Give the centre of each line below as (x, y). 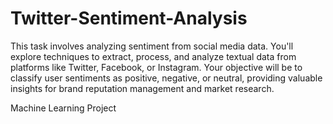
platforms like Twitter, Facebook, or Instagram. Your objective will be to (156, 67)
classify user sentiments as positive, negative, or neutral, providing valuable (166, 78)
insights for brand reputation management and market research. (142, 88)
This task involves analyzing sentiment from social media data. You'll (152, 46)
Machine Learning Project (63, 108)
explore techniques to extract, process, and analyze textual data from (153, 56)
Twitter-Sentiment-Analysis (129, 18)
